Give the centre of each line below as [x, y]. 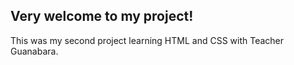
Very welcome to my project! [102, 16]
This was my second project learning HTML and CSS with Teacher [147, 40]
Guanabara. [34, 51]
